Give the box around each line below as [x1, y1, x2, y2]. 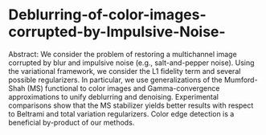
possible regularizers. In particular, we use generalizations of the [8, 75, 223, 84]
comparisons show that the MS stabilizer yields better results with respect [8, 100, 254, 110]
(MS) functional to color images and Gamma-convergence [27, 83, 220, 93]
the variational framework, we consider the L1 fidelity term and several [8, 66, 241, 76]
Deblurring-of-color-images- [8, 6, 207, 24]
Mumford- [223, 75, 259, 84]
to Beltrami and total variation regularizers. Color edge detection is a [8, 108, 235, 118]
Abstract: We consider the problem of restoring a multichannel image [8, 49, 237, 59]
